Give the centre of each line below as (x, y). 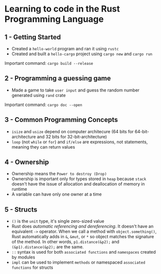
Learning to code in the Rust (62, 9)
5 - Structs (21, 209)
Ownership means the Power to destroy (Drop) (59, 174)
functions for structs (32, 268)
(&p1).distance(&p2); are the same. (48, 247)
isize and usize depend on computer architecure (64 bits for (72, 131)
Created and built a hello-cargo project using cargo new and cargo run (82, 54)
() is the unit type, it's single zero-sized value (58, 221)
